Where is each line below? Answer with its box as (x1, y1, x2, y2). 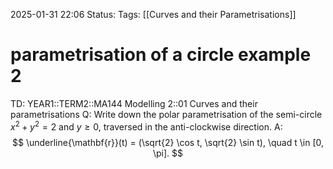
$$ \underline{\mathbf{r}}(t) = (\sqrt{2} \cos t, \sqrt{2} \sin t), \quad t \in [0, (12, 136, 324, 148)
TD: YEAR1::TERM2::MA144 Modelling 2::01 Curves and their (10, 97, 258, 109)
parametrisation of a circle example (10, 44, 312, 66)
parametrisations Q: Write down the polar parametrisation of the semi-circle (10, 108, 323, 120)
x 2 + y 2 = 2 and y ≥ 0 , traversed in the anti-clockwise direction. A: (10, 119, 283, 133)
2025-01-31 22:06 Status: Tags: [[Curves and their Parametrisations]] (10, 9, 297, 20)
